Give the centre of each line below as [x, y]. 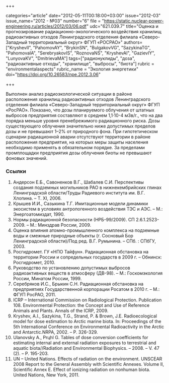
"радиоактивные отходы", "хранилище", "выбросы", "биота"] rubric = [80, 64]
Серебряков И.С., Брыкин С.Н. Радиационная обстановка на [78, 284]
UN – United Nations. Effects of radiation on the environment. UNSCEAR [88, 359]
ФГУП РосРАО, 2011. [34, 295]
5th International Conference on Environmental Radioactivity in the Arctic [89, 327]
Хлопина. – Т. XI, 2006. [37, 198]
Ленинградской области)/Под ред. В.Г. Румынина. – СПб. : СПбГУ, [84, 241]
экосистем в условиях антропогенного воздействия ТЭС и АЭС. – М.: [88, 209]
